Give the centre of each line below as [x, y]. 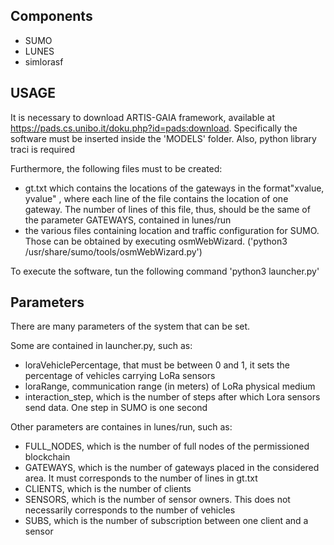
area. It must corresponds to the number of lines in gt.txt [141, 478]
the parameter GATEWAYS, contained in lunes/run [128, 220]
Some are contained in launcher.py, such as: [101, 346]
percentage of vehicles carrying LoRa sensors [120, 376]
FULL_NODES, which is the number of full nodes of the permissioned [167, 446]
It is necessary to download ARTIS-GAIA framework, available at [142, 117]
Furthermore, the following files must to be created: [116, 168]
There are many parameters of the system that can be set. [130, 326]
